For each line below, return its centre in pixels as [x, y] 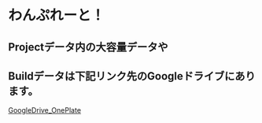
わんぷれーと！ [57, 15]
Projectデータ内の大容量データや [88, 47]
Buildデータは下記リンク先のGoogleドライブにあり [132, 76]
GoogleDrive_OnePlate [44, 110]
